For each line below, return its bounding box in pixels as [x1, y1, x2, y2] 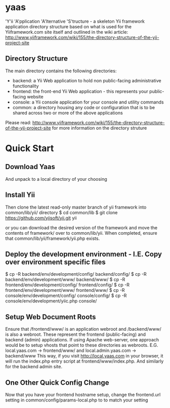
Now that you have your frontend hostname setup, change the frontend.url [5, 392, 161, 397]
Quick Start [5, 142, 54, 154]
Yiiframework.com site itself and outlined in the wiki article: [5, 29, 128, 35]
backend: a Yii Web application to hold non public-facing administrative [12, 77, 161, 83]
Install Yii [5, 191, 35, 199]
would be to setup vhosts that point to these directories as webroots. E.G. [5, 342, 158, 348]
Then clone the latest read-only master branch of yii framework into [5, 204, 147, 210]
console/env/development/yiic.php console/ [5, 298, 97, 304]
